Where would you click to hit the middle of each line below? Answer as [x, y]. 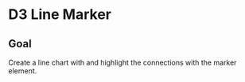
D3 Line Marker [60, 15]
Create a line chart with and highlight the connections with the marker [122, 62]
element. [23, 71]
